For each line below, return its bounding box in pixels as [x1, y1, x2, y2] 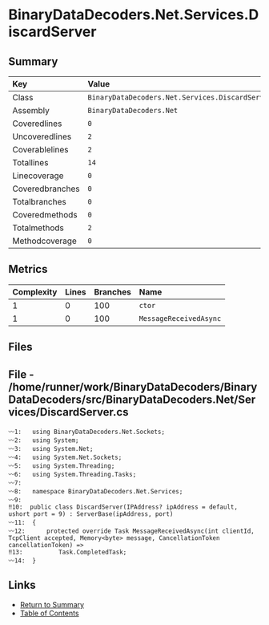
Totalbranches [12, 197, 66, 207]
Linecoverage [12, 170, 64, 181]
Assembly [12, 105, 50, 116]
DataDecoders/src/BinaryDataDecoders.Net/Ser [8, 392, 256, 406]
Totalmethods [12, 222, 64, 233]
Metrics [8, 262, 48, 276]
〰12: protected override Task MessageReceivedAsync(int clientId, [8, 527, 255, 535]
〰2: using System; [8, 436, 79, 444]
